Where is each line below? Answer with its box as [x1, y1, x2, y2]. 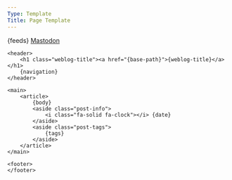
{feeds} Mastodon [7, 36, 60, 44]
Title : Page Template [7, 17, 71, 24]
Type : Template [7, 10, 52, 18]
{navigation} [20, 68, 58, 75]
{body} [32, 99, 52, 106]
